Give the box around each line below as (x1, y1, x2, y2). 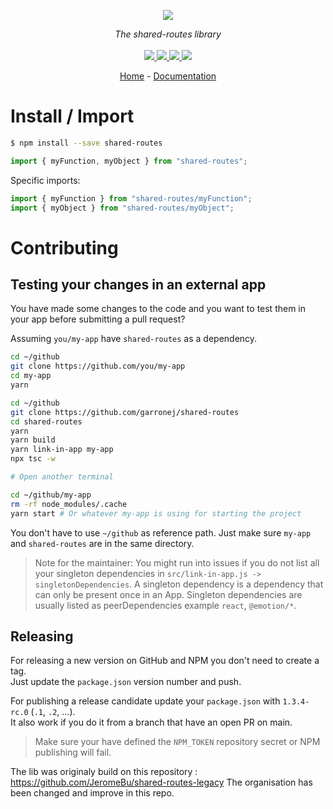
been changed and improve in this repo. (10, 787, 175, 799)
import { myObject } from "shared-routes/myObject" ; (10, 203, 235, 213)
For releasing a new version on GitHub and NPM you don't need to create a (10, 655, 320, 667)
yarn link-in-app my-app (10, 445, 114, 455)
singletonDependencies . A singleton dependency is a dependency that (34, 578, 324, 590)
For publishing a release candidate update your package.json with (10, 695, 281, 707)
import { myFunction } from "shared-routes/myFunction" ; (10, 193, 253, 204)
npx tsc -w (10, 454, 56, 464)
